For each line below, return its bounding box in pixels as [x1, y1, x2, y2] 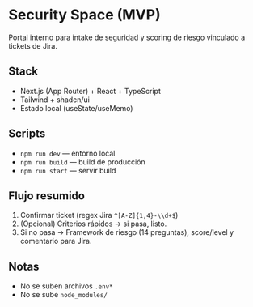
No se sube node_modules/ [19, 290, 108, 300]
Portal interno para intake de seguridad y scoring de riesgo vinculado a [8, 32, 246, 42]
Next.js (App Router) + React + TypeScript [19, 86, 162, 96]
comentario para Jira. [19, 237, 92, 246]
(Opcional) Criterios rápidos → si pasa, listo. [19, 219, 167, 228]
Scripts [8, 127, 46, 141]
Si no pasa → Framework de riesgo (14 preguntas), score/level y [19, 228, 234, 237]
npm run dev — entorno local [19, 148, 116, 158]
